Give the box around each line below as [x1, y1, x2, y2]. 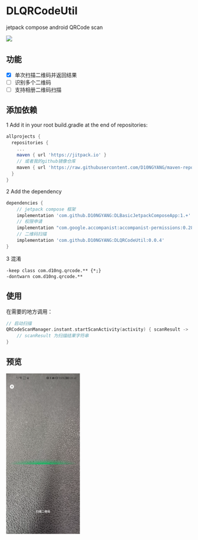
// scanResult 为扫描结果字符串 [16, 333, 89, 339]
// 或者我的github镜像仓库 [16, 159, 76, 164]
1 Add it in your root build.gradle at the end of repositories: [6, 121, 148, 128]
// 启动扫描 [6, 321, 32, 326]
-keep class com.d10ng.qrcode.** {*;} [6, 267, 101, 273]
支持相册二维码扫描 [14, 86, 62, 93]
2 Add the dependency [6, 187, 62, 195]
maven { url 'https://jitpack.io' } [16, 152, 107, 158]
